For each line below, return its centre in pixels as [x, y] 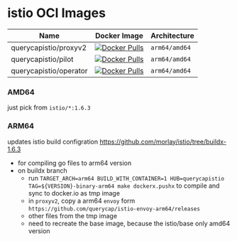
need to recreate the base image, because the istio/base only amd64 [129, 223]
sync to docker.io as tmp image [74, 193]
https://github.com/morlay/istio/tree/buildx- [163, 141]
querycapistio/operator [49, 70]
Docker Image [119, 36]
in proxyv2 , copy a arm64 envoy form [82, 200]
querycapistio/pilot [42, 59]
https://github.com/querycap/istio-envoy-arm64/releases [114, 209]
